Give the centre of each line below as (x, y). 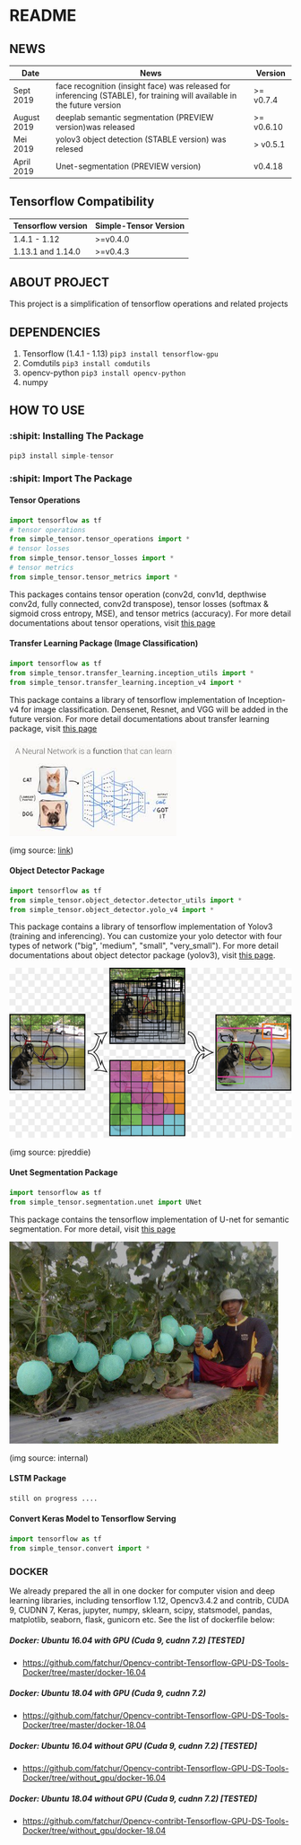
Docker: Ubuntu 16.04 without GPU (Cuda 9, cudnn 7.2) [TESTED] (133, 1745)
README (43, 16)
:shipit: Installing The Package (77, 436)
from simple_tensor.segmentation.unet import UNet (106, 1202)
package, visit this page (53, 728)
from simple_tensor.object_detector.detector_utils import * (126, 900)
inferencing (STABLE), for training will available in (146, 95)
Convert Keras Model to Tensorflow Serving (93, 1519)
